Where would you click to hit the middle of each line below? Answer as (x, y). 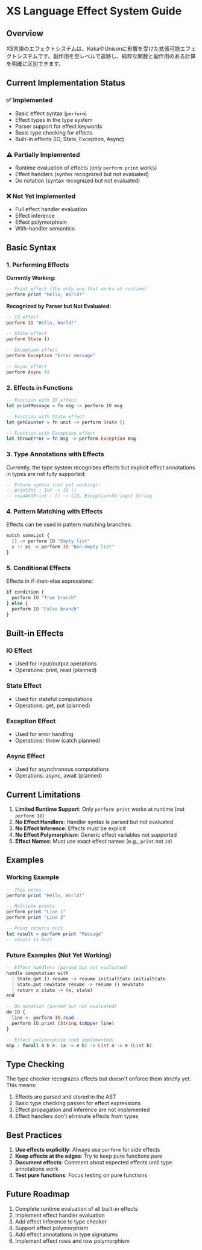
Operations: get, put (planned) (52, 705)
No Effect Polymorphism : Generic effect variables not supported (96, 835)
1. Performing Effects (38, 265)
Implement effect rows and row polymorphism (72, 1240)
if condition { (25, 592)
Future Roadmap (38, 1194)
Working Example (33, 877)
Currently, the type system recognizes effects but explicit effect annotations (101, 467)
